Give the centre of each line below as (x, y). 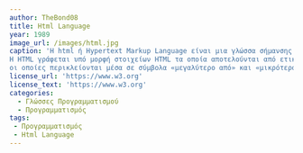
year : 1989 (30, 34)
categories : (32, 93)
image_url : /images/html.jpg (64, 43)
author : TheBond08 (44, 18)
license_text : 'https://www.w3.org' (78, 85)
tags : (19, 118)
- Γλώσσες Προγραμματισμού (68, 101)
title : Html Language (50, 26)
